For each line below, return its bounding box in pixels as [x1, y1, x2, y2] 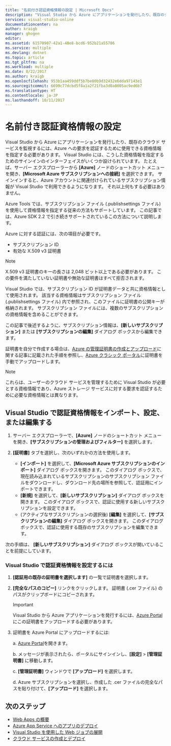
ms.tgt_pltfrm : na [5, 60, 44, 65]
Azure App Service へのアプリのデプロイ [12, 723, 98, 729]
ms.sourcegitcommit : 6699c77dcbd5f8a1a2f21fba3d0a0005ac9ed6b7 [5, 83, 142, 88]
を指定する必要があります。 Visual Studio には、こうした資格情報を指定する [5, 151, 164, 158]
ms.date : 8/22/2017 [5, 69, 47, 74]
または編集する [5, 418, 52, 426]
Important [12, 602, 34, 608]
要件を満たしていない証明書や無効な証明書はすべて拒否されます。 [9, 275, 147, 281]
